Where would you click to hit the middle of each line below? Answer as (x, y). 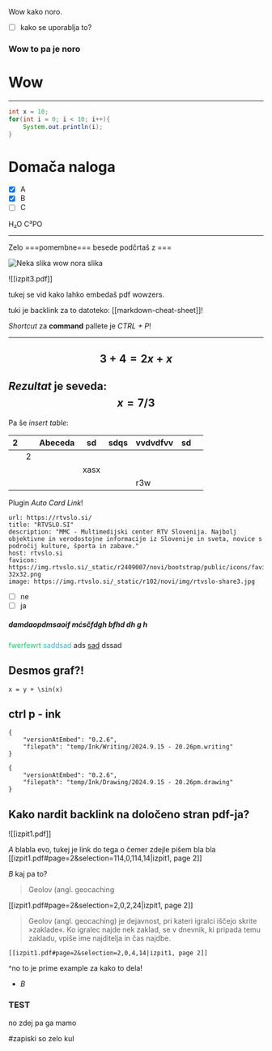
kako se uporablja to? (56, 27)
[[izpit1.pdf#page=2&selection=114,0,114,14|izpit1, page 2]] (105, 858)
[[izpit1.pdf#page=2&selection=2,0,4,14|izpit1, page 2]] (108, 953)
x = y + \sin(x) (36, 689)
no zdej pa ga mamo (42, 1023)
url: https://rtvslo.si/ (50, 517)
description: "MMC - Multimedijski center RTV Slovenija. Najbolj (123, 532)
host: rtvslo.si (36, 553)
